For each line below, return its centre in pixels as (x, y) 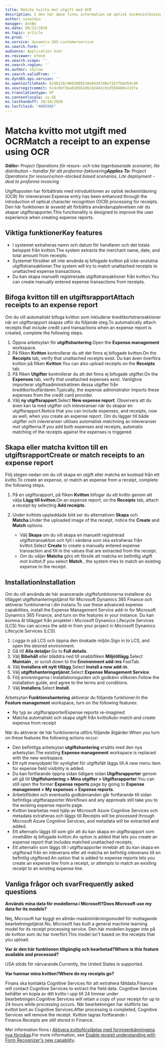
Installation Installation (40, 582)
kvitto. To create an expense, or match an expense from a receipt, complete (82, 480)
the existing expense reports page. (48, 805)
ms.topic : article (24, 33)
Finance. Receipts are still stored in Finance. (49, 1020)
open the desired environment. (43, 646)
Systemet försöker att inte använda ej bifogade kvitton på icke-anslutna (85, 261)
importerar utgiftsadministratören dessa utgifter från (65, 384)
